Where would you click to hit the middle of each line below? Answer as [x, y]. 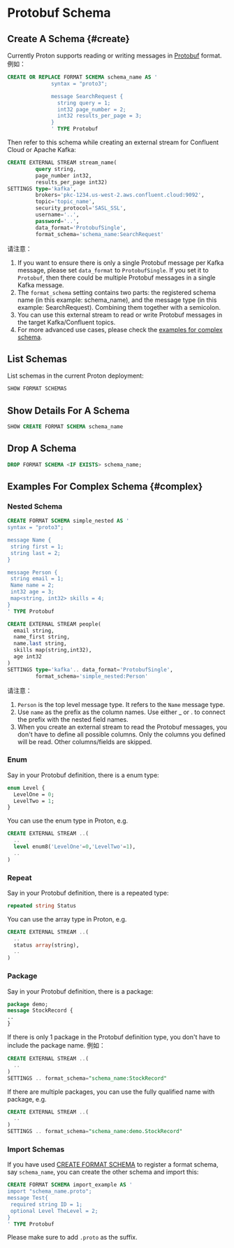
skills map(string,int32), [53, 650]
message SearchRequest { [87, 96]
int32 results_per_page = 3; [99, 116]
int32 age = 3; [32, 592]
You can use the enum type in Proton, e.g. [68, 821]
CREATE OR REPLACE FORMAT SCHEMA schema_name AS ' [82, 77]
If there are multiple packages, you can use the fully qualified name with [111, 1092]
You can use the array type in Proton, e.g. [67, 919]
